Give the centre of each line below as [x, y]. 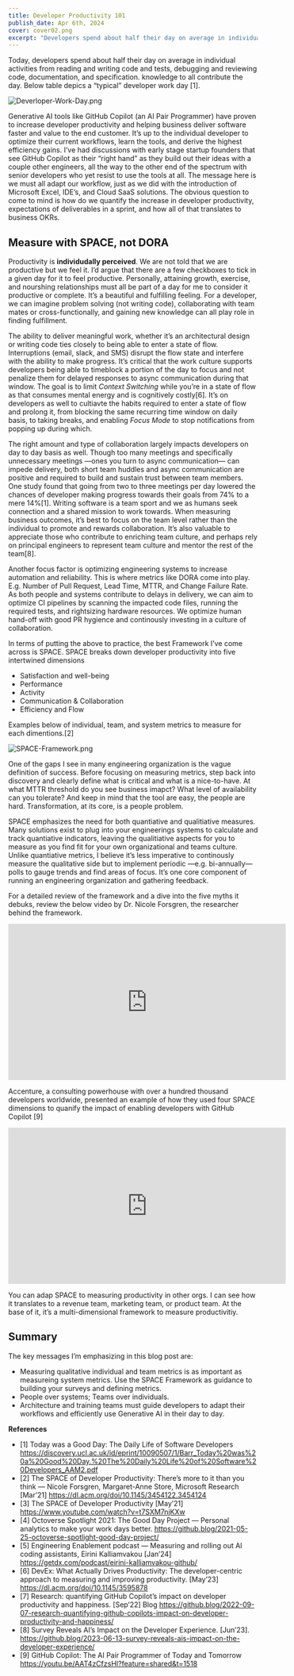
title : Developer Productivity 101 [67, 15]
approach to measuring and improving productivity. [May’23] [119, 1579]
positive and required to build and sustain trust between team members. [126, 478]
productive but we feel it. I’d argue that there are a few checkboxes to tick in [132, 270]
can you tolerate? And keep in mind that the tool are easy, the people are [127, 798]
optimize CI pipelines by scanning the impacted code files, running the [123, 603]
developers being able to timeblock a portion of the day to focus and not [126, 370]
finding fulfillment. [38, 321]
